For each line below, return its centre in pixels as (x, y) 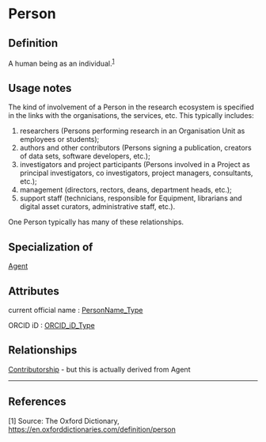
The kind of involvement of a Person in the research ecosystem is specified (131, 107)
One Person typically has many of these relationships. (96, 222)
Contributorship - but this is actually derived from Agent (99, 369)
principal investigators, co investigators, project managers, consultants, (136, 173)
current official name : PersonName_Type (76, 311)
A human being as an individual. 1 (61, 63)
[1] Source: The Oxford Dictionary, (64, 421)
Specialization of (51, 247)
